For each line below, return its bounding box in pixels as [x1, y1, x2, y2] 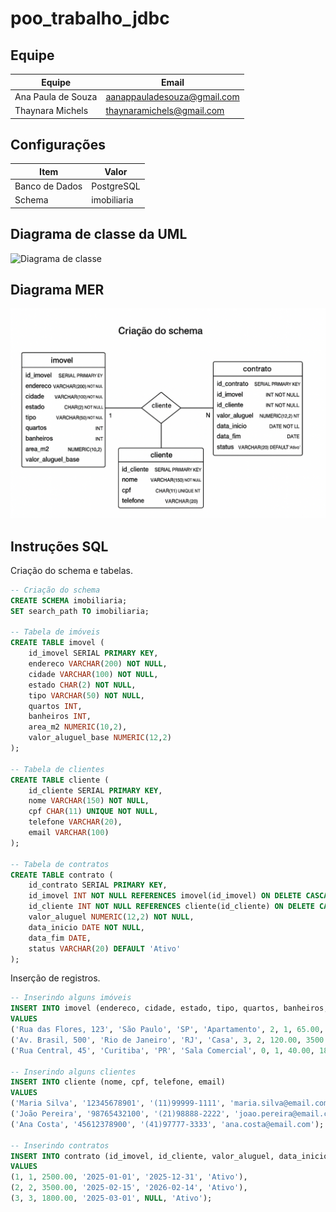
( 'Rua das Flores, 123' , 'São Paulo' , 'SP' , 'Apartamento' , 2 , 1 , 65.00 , [10, 1025, 325, 1035]
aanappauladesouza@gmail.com [105, 90, 240, 102]
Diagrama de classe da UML [10, 226, 188, 243]
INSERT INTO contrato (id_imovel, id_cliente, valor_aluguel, [10, 1151, 275, 1161]
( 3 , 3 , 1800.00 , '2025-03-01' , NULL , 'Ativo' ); [10, 1193, 213, 1204]
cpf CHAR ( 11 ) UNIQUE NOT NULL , [28, 807, 159, 817]
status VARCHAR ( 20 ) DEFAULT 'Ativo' [28, 943, 182, 954]
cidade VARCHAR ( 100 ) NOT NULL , [28, 669, 159, 679]
